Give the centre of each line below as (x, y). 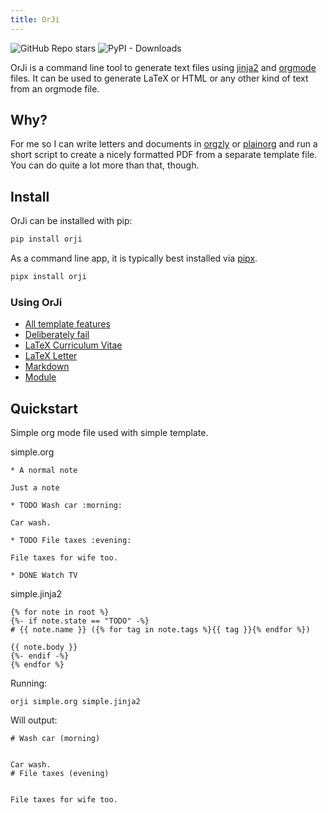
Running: (29, 683)
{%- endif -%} (40, 656)
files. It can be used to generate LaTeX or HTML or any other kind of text (159, 78)
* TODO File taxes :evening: (71, 541)
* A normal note (44, 471)
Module (40, 377)
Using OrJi (36, 302)
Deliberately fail (57, 335)
